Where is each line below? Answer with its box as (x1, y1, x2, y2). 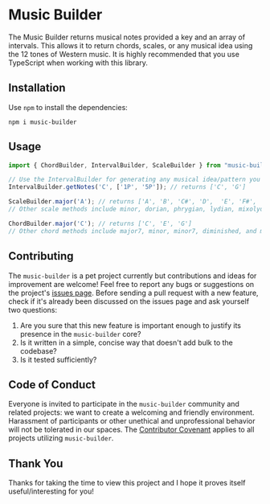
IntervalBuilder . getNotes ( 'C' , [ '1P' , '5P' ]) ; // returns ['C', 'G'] (8, 183, 247, 191)
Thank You (8, 457, 63, 470)
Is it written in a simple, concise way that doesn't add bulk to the (19, 338, 233, 347)
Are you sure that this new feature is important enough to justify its (19, 320, 241, 330)
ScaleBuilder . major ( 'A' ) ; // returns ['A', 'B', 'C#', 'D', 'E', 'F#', (8, 198, 257, 206)
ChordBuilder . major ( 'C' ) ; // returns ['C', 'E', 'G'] (8, 219, 193, 227)
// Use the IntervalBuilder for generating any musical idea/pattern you (8, 175, 261, 184)
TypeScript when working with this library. (8, 58, 149, 68)
